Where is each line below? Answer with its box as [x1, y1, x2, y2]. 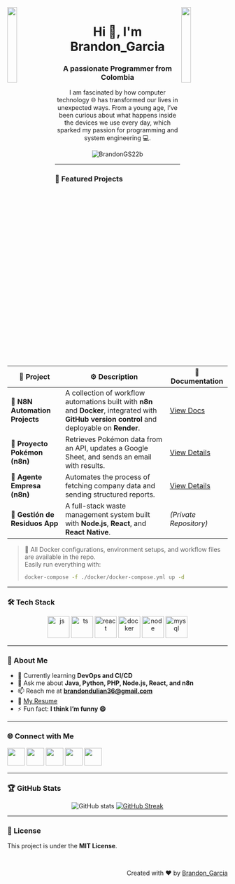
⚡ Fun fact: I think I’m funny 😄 [17, 705, 106, 713]
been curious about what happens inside [58, 111, 177, 120]
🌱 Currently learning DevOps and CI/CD [17, 672, 133, 680]
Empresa [10, 481, 41, 490]
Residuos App [10, 518, 59, 528]
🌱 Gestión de [10, 510, 55, 519]
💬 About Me [7, 656, 48, 665]
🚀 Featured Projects [55, 174, 124, 184]
